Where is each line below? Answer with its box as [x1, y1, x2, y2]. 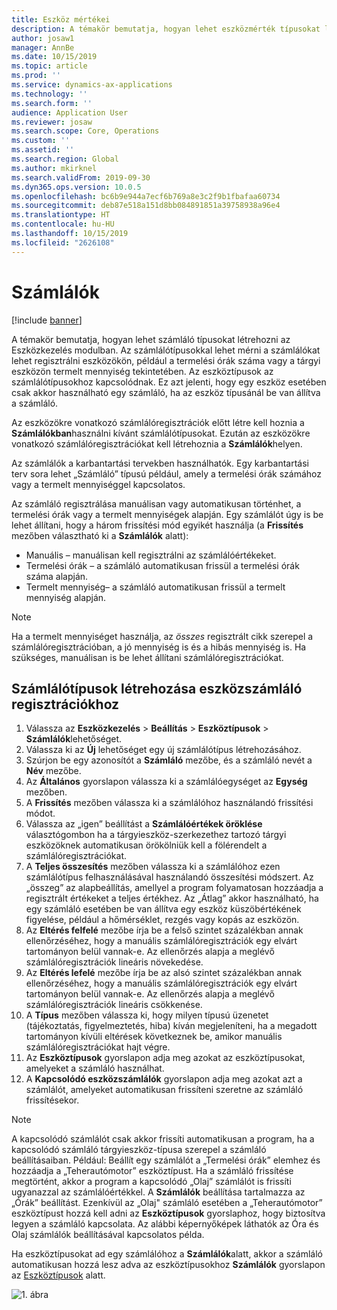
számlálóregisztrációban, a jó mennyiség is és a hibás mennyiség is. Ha [11, 641, 307, 653]
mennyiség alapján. [25, 591, 107, 603]
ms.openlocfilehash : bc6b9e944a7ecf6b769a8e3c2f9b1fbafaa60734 [11, 191, 281, 201]
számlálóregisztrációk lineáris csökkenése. [25, 999, 203, 1011]
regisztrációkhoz [11, 696, 120, 713]
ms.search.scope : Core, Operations [11, 126, 160, 136]
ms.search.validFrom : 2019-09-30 [11, 172, 151, 183]
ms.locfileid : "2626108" [11, 237, 115, 248]
